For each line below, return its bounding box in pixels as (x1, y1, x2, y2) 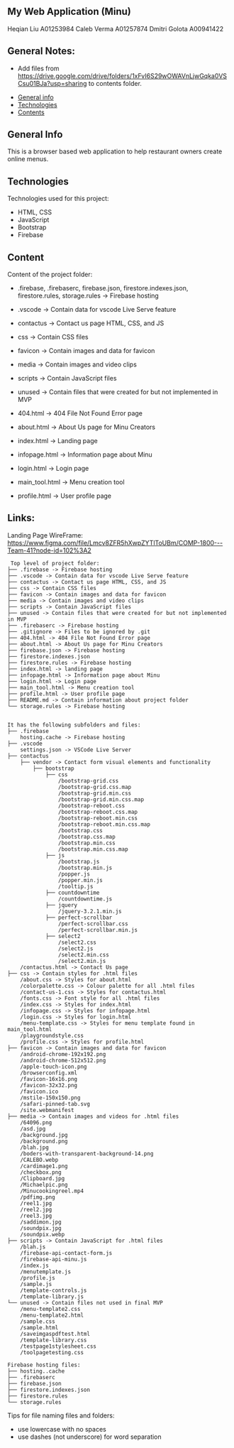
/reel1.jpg (20, 1199, 52, 1207)
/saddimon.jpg (20, 1218, 62, 1226)
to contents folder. (88, 79, 142, 87)
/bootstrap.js (57, 858, 100, 865)
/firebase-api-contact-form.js (20, 1249, 113, 1256)
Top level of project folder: (10, 560, 100, 567)
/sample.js (20, 1280, 52, 1288)
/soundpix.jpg (20, 1224, 62, 1231)
